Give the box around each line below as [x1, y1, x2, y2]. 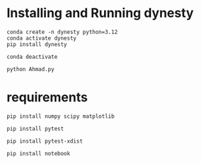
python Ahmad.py [6, 65, 54, 72]
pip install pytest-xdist [6, 137, 83, 145]
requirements [6, 89, 88, 106]
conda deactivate [6, 53, 58, 60]
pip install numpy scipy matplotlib [6, 112, 115, 120]
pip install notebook [6, 150, 71, 157]
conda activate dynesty [6, 34, 77, 42]
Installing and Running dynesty [6, 5, 194, 21]
